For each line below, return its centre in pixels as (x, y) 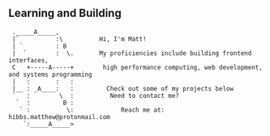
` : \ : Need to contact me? (96, 96)
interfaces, (28, 60)
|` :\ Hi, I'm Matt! (79, 39)
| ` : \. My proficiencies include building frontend (132, 53)
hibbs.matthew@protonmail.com (60, 117)
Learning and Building (65, 13)
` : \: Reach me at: (92, 110)
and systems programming (50, 74)
